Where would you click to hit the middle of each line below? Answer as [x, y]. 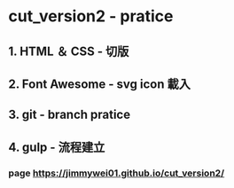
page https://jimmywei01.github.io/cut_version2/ [117, 173]
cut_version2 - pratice [91, 16]
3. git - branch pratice [69, 115]
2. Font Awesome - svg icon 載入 [100, 84]
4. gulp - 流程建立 [57, 147]
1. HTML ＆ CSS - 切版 [69, 51]
